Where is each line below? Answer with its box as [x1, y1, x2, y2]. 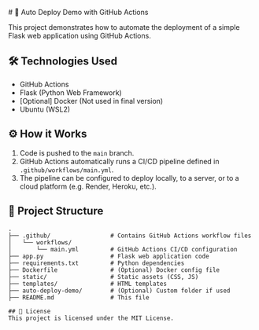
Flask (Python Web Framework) [19, 87, 122, 97]
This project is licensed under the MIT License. [8, 314, 175, 322]
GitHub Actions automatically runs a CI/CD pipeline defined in [19, 156, 220, 166]
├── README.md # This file [8, 294, 150, 302]
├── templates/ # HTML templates [8, 280, 168, 288]
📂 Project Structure [8, 204, 104, 218]
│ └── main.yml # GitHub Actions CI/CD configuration [8, 246, 238, 254]
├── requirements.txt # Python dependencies [8, 259, 185, 267]
